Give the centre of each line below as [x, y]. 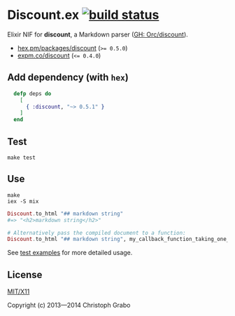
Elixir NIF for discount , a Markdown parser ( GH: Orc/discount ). [98, 34]
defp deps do [33, 94]
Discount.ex [43, 15]
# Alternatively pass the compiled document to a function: [97, 233]
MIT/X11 [19, 291]
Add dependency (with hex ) [68, 77]
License [25, 274]
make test [22, 158]
